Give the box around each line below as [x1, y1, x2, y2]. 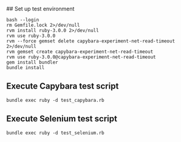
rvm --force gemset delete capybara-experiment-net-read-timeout [6, 38, 175, 44]
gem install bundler [6, 59, 59, 66]
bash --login [6, 17, 39, 23]
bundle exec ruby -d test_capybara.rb [6, 97, 104, 103]
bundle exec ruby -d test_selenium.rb [6, 130, 104, 136]
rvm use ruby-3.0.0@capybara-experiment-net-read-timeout [6, 54, 156, 60]
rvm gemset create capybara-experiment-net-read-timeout [6, 49, 154, 55]
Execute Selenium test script [6, 113, 117, 124]
